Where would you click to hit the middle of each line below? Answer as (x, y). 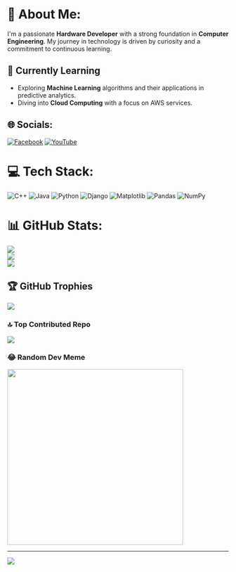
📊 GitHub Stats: (55, 225)
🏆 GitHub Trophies (50, 286)
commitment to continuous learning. (60, 48)
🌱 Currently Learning (54, 71)
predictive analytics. (47, 95)
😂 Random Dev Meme (46, 358)
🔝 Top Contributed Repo (49, 325)
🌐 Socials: (30, 125)
